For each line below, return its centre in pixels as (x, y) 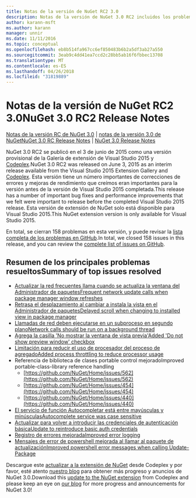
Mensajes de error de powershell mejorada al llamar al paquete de (94, 441)
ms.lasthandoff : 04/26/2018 (40, 71)
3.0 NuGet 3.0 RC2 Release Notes (88, 118)
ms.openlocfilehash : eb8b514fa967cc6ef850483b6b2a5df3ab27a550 (85, 50)
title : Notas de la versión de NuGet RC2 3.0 (62, 11)
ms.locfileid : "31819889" (37, 77)
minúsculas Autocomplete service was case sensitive (78, 416)
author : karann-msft (31, 22)
